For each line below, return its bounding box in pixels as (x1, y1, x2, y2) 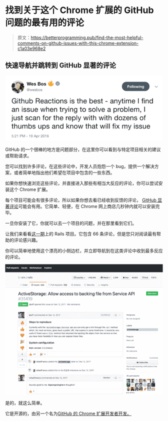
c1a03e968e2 (17, 45, 46, 51)
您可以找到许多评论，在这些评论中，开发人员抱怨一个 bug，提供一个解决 (5, 163, 155, 169)
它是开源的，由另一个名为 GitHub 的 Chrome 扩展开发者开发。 (5, 410, 131, 416)
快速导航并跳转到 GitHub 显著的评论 (5, 61, 116, 70)
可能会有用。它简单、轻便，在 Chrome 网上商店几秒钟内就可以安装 (18, 203, 156, 209)
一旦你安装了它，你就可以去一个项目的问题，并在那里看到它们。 (5, 220, 136, 226)
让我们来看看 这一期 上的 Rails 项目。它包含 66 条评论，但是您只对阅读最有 (5, 230, 157, 236)
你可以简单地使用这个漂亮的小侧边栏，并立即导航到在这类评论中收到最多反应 (5, 247, 163, 253)
